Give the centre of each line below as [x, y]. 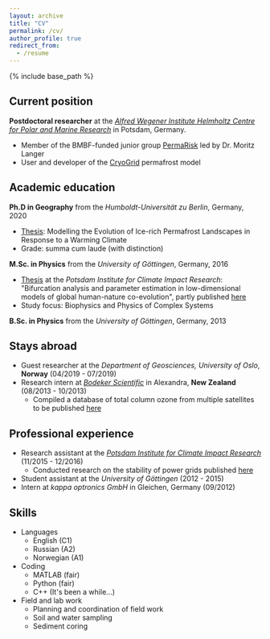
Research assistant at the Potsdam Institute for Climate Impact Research [141, 453]
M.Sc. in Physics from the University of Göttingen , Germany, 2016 [119, 263]
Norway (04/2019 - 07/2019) [69, 374]
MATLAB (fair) [56, 575]
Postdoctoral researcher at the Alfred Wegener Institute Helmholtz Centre [132, 121]
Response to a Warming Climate [74, 239]
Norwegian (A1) [58, 558]
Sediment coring [60, 626]
